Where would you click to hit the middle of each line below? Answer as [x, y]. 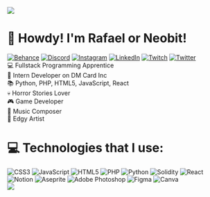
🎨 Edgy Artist [26, 119]
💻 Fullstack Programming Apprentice [61, 65]
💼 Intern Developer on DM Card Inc [57, 75]
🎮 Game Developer [35, 101]
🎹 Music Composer [35, 111]
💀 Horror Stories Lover [39, 93]
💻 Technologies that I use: [86, 148]
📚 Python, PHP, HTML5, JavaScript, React [68, 83]
